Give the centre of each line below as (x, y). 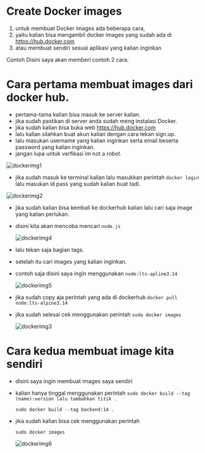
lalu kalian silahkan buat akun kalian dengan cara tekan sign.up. (95, 134)
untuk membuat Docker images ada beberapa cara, (80, 28)
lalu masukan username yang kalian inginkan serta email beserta (97, 140)
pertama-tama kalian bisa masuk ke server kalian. (78, 114)
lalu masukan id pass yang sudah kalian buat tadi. (78, 184)
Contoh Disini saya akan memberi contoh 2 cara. (68, 59)
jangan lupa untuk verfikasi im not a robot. (68, 153)
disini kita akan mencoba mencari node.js (68, 226)
